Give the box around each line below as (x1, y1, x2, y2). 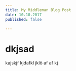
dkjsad (5, 43, 34, 55)
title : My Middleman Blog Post (5, 7, 71, 13)
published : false (5, 17, 42, 22)
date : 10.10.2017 (5, 12, 42, 17)
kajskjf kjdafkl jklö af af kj (5, 60, 58, 66)
